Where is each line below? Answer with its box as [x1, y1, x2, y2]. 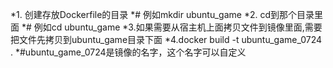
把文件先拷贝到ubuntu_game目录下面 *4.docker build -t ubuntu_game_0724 [10, 34, 323, 45]
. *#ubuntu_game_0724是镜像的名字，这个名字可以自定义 [10, 46, 247, 58]
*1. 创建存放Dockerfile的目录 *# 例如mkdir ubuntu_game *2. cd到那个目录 [10, 9, 315, 20]
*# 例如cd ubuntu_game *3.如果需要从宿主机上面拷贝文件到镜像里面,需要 [21, 21, 323, 33]
